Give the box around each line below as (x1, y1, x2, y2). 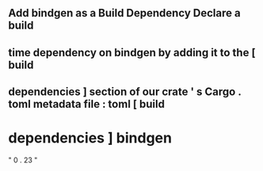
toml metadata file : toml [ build (8, 97, 165, 111)
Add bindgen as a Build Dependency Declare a (8, 6, 241, 20)
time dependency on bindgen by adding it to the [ (8, 46, 256, 59)
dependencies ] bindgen (8, 129, 173, 147)
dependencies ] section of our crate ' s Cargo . (8, 85, 242, 98)
